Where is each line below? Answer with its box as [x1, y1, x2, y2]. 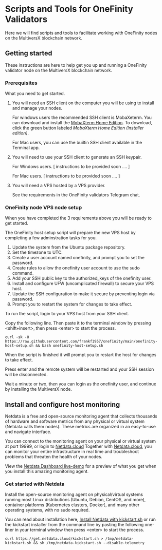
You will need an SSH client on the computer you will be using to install [12, 100, 154, 106]
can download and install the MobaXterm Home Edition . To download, [12, 120, 152, 126]
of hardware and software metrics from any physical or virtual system [5, 418, 145, 424]
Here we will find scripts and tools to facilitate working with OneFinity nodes [5, 30, 158, 36]
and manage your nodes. [12, 105, 62, 111]
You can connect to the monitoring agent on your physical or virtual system [5, 438, 156, 444]
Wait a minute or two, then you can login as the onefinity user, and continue [5, 381, 157, 387]
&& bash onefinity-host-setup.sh [36, 343, 104, 348]
